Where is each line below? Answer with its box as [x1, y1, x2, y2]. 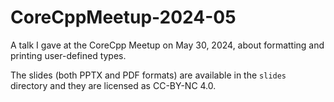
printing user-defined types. [10, 49, 127, 61]
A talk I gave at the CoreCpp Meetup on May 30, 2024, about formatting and [10, 39, 325, 51]
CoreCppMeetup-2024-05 [10, 6, 237, 29]
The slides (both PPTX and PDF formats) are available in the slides [10, 69, 287, 81]
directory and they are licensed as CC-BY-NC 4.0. [10, 79, 217, 91]
